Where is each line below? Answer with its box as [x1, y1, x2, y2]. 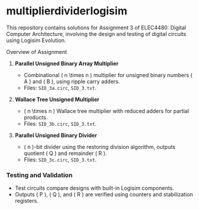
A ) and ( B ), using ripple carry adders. [23, 78, 121, 85]
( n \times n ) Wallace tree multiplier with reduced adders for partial [23, 107, 189, 114]
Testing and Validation [6, 171, 73, 179]
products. [23, 114, 48, 121]
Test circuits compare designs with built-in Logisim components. [14, 184, 174, 192]
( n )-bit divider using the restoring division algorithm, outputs [23, 143, 176, 150]
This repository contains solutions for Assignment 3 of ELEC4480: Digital [6, 24, 186, 31]
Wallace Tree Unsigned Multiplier [14, 96, 100, 103]
